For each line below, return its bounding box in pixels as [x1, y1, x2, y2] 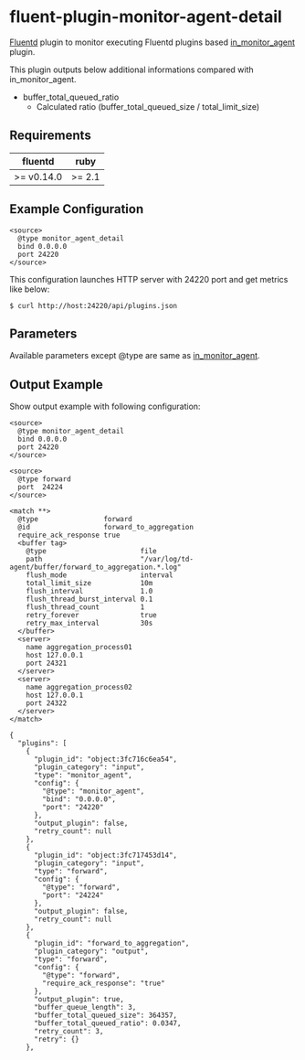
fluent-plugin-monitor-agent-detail [9, 6, 283, 27]
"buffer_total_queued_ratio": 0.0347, [33, 1019, 182, 1028]
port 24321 [26, 658, 68, 669]
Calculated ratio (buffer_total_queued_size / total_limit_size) [36, 101, 260, 112]
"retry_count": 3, [33, 1027, 104, 1036]
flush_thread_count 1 [26, 603, 145, 612]
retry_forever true [26, 611, 157, 620]
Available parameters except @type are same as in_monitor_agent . [9, 350, 260, 361]
